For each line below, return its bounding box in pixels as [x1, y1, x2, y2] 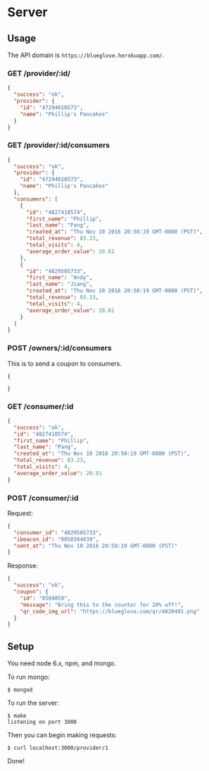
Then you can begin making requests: [7, 731, 118, 739]
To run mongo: [7, 673, 50, 682]
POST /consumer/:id [7, 493, 79, 503]
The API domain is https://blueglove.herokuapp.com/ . [7, 51, 165, 59]
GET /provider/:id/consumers [7, 140, 110, 150]
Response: [7, 561, 39, 570]
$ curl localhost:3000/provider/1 [7, 744, 109, 752]
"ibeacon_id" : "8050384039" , [13, 536, 99, 543]
